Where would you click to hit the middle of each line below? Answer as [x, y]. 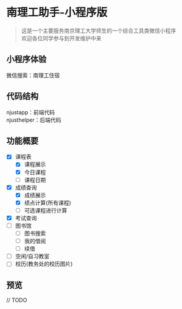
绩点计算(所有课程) [47, 203]
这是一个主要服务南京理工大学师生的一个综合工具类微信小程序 [99, 31]
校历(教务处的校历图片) [44, 264]
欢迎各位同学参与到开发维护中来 [61, 38]
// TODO [17, 300]
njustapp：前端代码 [30, 112]
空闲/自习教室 [32, 256]
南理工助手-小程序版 [57, 13]
